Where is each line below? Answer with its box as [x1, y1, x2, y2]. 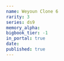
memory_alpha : [6, 24, 41, 31]
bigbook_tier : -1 [6, 30, 48, 36]
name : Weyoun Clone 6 [6, 8, 59, 15]
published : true [6, 46, 45, 52]
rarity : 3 [6, 14, 30, 20]
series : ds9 [6, 19, 35, 25]
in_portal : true [6, 35, 45, 41]
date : [6, 41, 19, 47]
